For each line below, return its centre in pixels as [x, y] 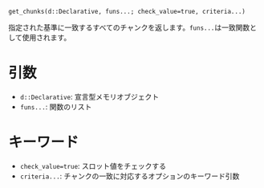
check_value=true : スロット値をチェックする [93, 166]
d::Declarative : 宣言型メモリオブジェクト [89, 96]
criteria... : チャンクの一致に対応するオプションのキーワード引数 [130, 176]
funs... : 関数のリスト [56, 106]
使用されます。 [47, 37]
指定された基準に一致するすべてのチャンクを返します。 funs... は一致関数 [129, 27]
